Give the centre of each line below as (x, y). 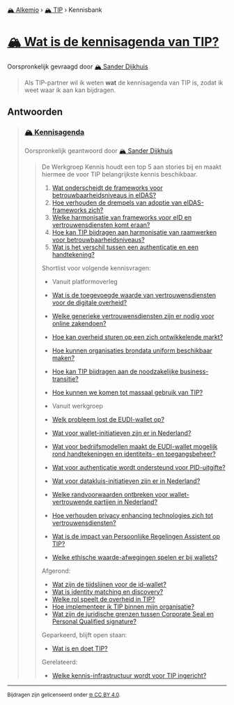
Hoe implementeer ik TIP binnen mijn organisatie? (123, 607)
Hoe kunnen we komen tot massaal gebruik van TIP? (127, 392)
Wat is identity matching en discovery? (108, 591)
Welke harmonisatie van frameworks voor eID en (122, 217)
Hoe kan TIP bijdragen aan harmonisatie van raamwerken (134, 232)
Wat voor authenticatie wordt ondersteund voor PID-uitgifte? (139, 467)
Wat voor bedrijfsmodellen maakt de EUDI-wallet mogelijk (135, 446)
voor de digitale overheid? (89, 302)
